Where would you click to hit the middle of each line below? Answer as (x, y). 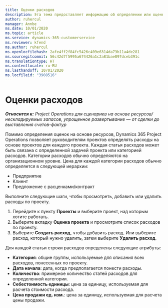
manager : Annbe (21, 24)
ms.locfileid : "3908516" (31, 75)
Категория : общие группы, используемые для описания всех (78, 257)
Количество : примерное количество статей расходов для (75, 273)
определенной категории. (40, 278)
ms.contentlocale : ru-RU (31, 66)
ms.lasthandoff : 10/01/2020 (34, 71)
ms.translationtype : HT (30, 61)
